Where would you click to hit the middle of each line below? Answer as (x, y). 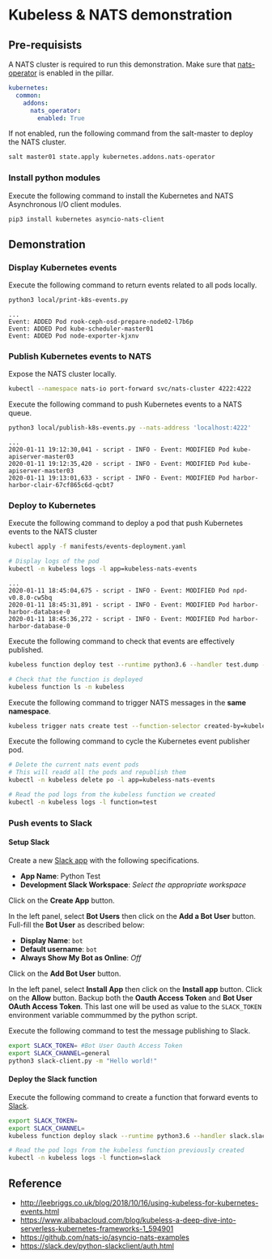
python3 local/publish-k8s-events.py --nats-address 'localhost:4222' (130, 428)
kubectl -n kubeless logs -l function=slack (85, 1158)
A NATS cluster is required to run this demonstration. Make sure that (122, 64)
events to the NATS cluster (53, 532)
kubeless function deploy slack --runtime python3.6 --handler (117, 1136)
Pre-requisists (45, 45)
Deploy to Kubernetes (52, 505)
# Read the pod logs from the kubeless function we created (112, 795)
